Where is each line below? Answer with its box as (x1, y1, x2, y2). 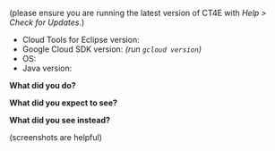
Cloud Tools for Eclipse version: (21, 35, 141, 45)
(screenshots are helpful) (9, 132, 103, 142)
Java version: (21, 63, 73, 73)
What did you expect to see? (9, 97, 118, 108)
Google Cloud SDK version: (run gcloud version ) (21, 44, 202, 55)
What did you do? (9, 80, 76, 90)
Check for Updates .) (9, 17, 85, 28)
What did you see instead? (9, 115, 110, 125)
